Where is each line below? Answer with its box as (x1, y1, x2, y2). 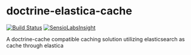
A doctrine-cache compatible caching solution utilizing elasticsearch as (6, 35, 185, 42)
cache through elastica (6, 42, 64, 49)
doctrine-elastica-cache (6, 4, 132, 18)
